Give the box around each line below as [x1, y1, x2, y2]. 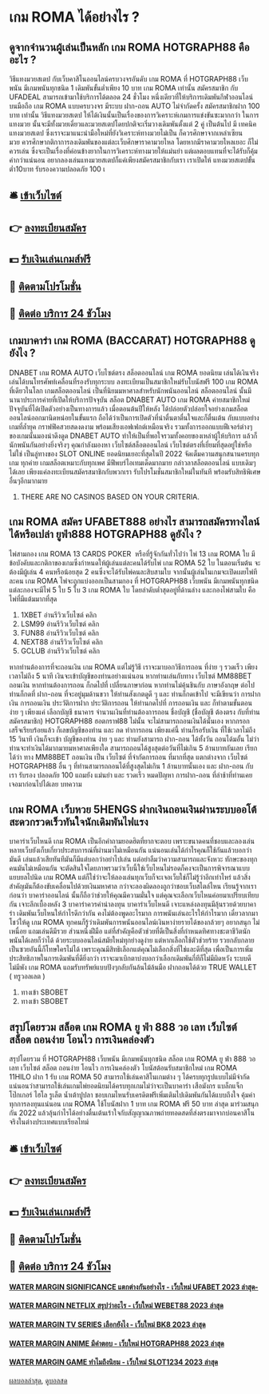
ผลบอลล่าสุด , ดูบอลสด [9, 1376, 68, 1385]
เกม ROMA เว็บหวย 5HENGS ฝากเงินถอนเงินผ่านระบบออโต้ [9, 802, 257, 816]
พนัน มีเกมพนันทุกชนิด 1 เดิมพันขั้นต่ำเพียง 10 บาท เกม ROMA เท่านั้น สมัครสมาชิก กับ [9, 83, 239, 92]
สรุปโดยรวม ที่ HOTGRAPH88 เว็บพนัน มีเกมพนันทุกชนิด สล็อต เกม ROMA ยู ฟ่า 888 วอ [9, 1054, 256, 1064]
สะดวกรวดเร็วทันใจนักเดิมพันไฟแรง [9, 815, 148, 829]
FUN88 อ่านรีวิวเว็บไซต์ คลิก [20, 628, 99, 637]
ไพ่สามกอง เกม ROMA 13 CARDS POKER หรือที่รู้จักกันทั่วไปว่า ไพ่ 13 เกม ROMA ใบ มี [9, 548, 255, 558]
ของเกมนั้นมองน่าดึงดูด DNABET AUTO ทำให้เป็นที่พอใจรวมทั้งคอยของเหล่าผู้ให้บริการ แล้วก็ [9, 431, 258, 440]
